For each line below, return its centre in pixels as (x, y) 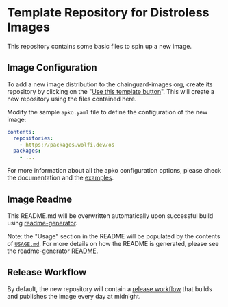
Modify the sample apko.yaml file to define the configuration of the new (107, 112)
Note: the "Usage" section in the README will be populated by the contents (114, 236)
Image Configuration (52, 67)
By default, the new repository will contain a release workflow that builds (110, 288)
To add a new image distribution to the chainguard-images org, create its (110, 84)
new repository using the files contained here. (72, 99)
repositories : (33, 138)
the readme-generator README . (53, 251)
